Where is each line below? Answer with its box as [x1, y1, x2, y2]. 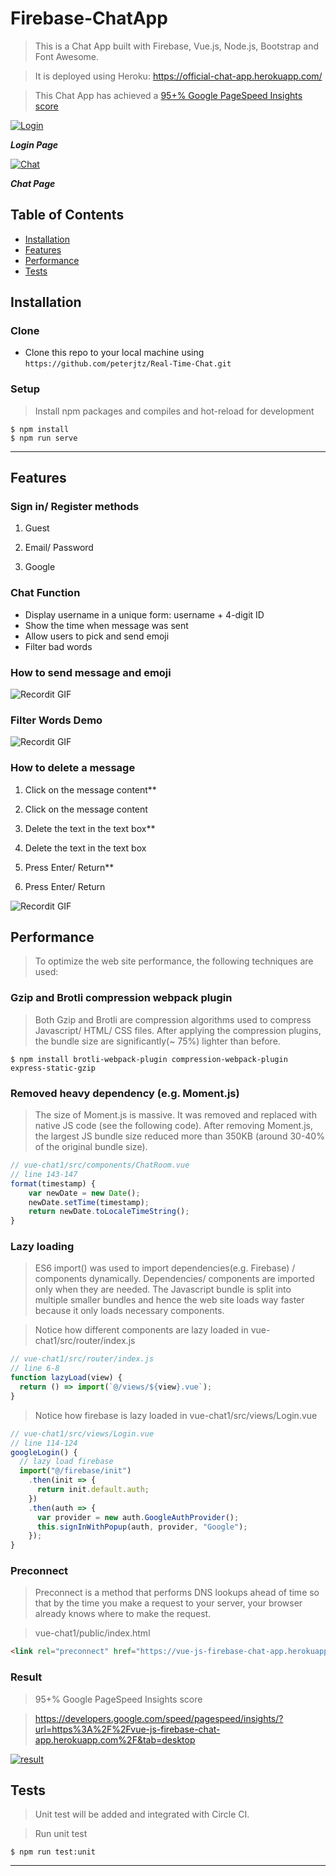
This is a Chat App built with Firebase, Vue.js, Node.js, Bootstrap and [34, 40, 319, 52]
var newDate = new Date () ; [28, 1188, 141, 1198]
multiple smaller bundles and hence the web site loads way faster [34, 1294, 305, 1306]
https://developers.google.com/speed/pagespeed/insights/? [34, 1712, 284, 1724]
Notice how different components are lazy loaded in [34, 1324, 249, 1336]
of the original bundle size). [34, 1141, 148, 1153]
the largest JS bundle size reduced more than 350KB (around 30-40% [34, 1130, 325, 1142]
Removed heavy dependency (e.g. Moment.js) [10, 1086, 240, 1100]
